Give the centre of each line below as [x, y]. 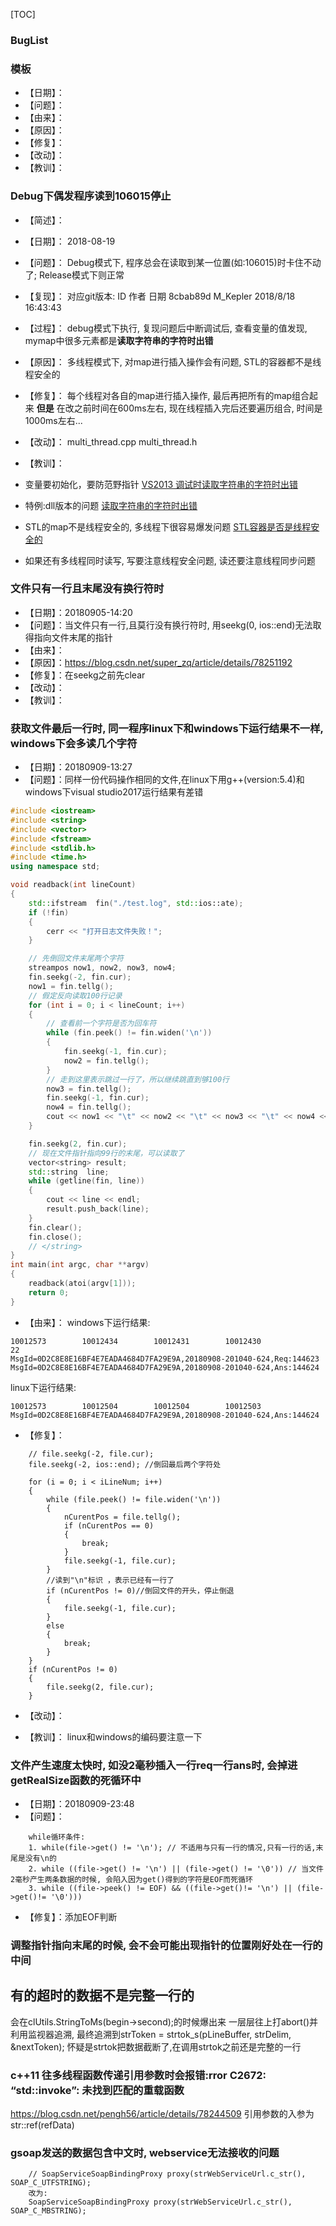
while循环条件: [57, 1837]
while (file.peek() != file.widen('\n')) [134, 1499]
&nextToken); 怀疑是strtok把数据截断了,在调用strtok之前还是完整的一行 [156, 2046]
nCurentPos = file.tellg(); [122, 1517]
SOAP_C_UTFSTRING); [51, 2183]
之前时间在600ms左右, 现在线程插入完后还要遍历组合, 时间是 [198, 408]
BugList [29, 40]
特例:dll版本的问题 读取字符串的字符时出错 [111, 505]
